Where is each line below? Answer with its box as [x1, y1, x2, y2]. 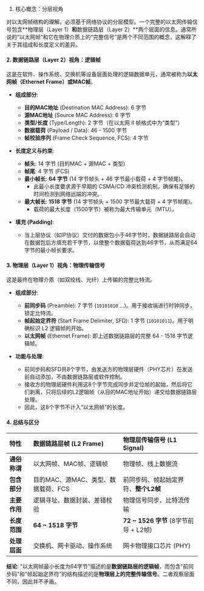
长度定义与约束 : [15, 147, 55, 155]
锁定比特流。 [24, 309, 56, 317]
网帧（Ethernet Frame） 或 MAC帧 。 [6, 78, 96, 86]
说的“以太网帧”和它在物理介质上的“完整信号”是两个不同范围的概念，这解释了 [6, 33, 197, 41]
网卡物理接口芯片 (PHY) [123, 541, 191, 550]
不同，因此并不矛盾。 [6, 578, 59, 585]
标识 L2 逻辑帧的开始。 [29, 325, 87, 332]
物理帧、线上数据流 [123, 459, 178, 468]
